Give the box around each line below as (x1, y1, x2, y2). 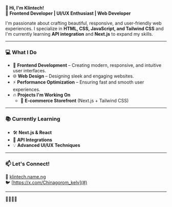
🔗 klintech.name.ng (5, 173, 46, 179)
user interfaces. (12, 68, 46, 74)
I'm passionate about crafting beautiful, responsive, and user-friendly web (5, 20, 162, 26)
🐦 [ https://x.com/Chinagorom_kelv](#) (5, 179, 88, 186)
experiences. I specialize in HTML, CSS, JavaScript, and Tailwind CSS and (5, 25, 164, 32)
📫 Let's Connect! (5, 160, 50, 167)
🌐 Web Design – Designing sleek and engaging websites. (12, 73, 134, 79)
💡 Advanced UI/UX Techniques (12, 142, 80, 148)
